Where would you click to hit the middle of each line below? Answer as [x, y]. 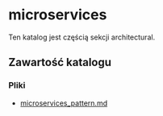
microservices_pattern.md [63, 103]
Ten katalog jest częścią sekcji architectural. [82, 37]
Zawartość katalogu [60, 62]
